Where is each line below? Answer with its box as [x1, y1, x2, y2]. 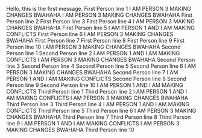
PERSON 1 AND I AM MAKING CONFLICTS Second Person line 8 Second [6, 75, 187, 82]
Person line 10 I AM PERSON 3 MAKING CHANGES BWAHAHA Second [6, 43, 181, 50]
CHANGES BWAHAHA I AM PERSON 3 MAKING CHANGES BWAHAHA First [6, 11, 193, 19]
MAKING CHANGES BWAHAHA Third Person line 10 [6, 126, 134, 133]
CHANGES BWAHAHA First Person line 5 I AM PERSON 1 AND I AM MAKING [6, 24, 195, 31]
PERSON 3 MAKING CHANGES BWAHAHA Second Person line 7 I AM [6, 69, 178, 76]
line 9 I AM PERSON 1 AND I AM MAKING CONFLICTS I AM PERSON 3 [6, 120, 180, 127]
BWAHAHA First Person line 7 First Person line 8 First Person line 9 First [6, 37, 185, 44]
